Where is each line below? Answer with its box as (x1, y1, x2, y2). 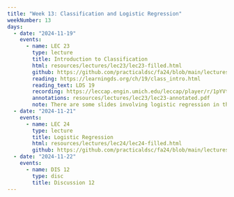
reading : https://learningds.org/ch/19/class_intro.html (32, 75, 201, 82)
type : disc (32, 173, 64, 180)
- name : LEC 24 (25, 120, 70, 128)
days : (7, 23, 23, 30)
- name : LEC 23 (25, 43, 70, 50)
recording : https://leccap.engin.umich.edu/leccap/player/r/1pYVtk (32, 88, 232, 95)
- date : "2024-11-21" (13, 108, 77, 115)
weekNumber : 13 (7, 17, 52, 24)
